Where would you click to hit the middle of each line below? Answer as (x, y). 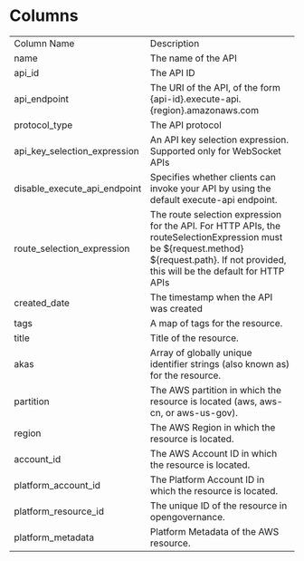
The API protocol (185, 125)
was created (176, 308)
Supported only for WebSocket (216, 150)
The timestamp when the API (211, 297)
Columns (44, 16)
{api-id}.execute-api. (195, 99)
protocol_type (43, 125)
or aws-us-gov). (202, 412)
